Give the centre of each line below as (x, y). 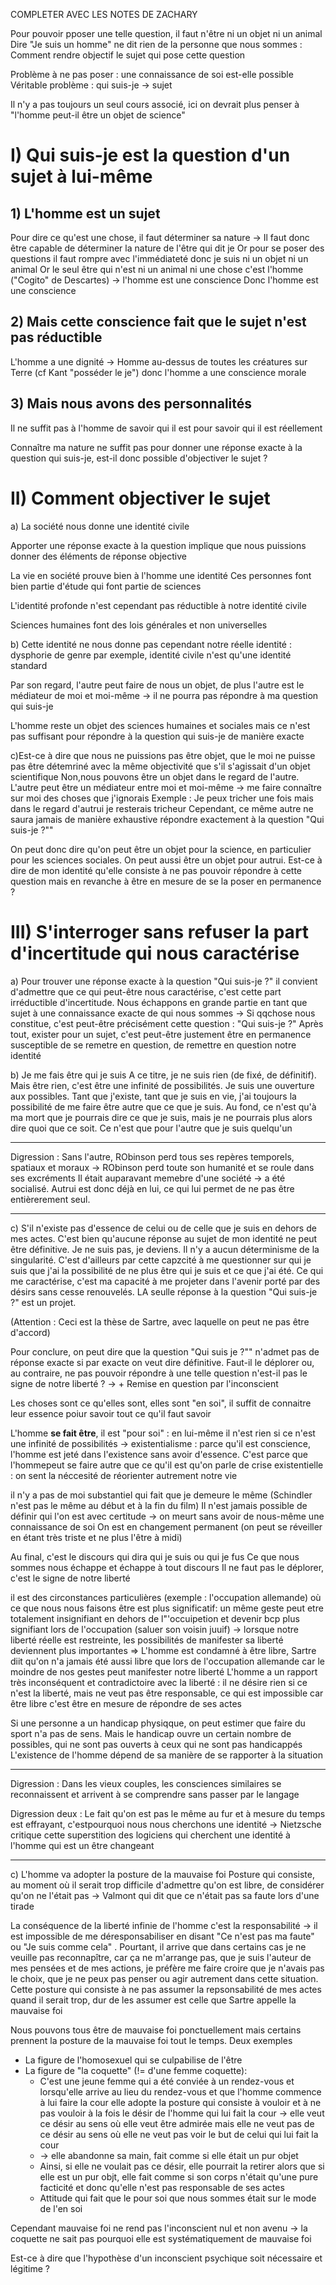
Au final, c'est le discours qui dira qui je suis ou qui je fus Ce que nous (155, 1556)
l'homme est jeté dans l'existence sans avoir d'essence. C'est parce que (159, 1454)
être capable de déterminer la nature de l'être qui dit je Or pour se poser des (167, 248)
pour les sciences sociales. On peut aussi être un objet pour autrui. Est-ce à (166, 860)
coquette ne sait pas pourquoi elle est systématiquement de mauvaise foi (161, 2238)
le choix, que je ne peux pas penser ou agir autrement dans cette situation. (164, 1978)
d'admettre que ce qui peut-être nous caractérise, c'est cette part (146, 991)
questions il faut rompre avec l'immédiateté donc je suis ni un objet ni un (159, 258)
